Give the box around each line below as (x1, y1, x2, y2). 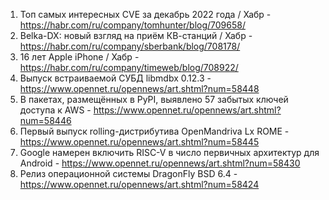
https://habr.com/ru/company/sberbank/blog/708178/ (19, 40, 241, 52)
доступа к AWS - (19, 104, 92, 116)
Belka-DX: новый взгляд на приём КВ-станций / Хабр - (19, 30, 253, 41)
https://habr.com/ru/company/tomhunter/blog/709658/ (19, 19, 246, 31)
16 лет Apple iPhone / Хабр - (19, 51, 140, 63)
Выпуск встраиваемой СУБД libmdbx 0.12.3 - (19, 72, 212, 84)
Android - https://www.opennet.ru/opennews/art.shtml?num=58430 (19, 157, 301, 169)
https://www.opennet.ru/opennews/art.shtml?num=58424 (19, 179, 260, 190)
